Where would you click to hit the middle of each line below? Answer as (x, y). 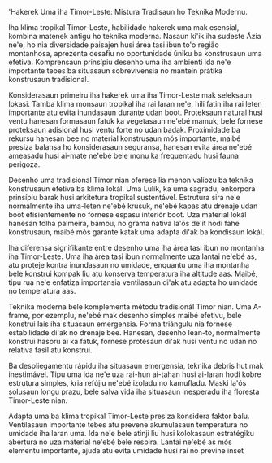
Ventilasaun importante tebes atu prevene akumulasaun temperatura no (128, 425)
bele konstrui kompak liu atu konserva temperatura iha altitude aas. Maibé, (133, 273)
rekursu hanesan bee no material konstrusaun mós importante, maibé (125, 138)
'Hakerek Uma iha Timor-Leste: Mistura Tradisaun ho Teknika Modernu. (128, 12)
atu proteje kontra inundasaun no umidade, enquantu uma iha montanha (129, 265)
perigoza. (24, 164)
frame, (19, 315)
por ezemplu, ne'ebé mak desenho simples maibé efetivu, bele (137, 315)
